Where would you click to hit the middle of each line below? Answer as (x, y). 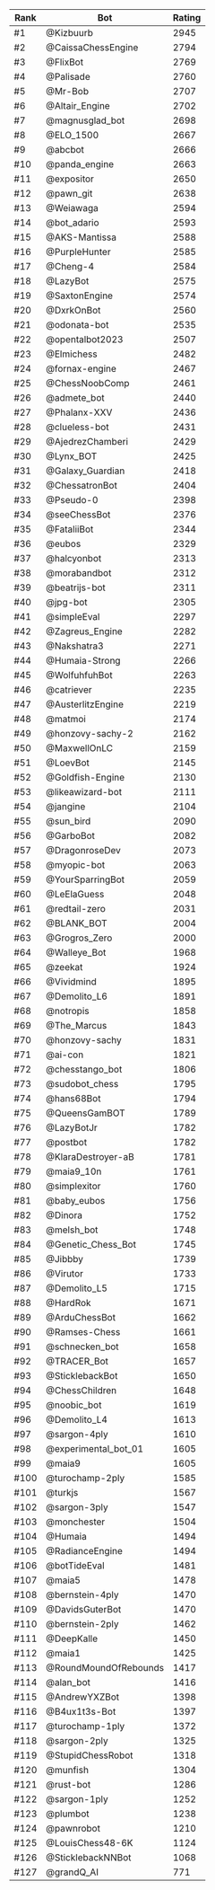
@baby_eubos (76, 1201)
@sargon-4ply (77, 1434)
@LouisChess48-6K (90, 1843)
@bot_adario (73, 222)
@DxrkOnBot (73, 310)
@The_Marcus (77, 1025)
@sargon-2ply (77, 1740)
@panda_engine (80, 164)
